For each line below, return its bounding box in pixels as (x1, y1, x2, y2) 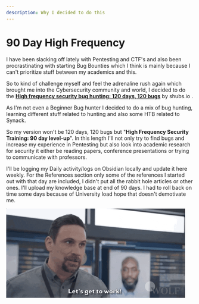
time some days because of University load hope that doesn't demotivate (6, 190, 186, 198)
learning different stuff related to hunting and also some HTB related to (6, 110, 180, 117)
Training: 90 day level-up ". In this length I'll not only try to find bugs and (6, 134, 185, 142)
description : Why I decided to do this (6, 10, 105, 15)
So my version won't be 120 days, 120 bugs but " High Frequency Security (6, 128, 189, 135)
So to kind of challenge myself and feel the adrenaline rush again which (6, 80, 182, 87)
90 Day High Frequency (6, 36, 125, 49)
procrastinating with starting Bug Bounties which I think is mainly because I (6, 62, 191, 69)
